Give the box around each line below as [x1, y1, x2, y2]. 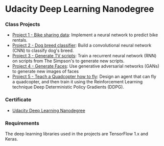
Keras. [5, 136, 18, 142]
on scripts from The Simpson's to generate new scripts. [12, 58, 125, 64]
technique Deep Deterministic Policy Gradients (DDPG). [12, 84, 124, 90]
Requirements [5, 120, 40, 126]
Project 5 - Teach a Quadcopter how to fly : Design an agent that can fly [12, 73, 157, 79]
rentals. [12, 37, 28, 43]
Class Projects [5, 21, 40, 28]
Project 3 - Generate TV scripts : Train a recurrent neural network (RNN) [12, 53, 157, 59]
